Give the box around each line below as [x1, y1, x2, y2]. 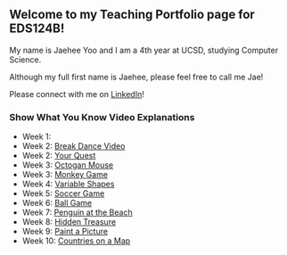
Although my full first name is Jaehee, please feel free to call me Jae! [9, 71, 264, 82]
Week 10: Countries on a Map [21, 235, 131, 246]
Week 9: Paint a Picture [21, 226, 109, 237]
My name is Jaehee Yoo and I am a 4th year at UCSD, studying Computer [9, 45, 279, 55]
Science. [9, 53, 42, 65]
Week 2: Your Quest [21, 151, 96, 161]
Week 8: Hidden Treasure [21, 217, 117, 227]
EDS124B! [9, 21, 65, 37]
